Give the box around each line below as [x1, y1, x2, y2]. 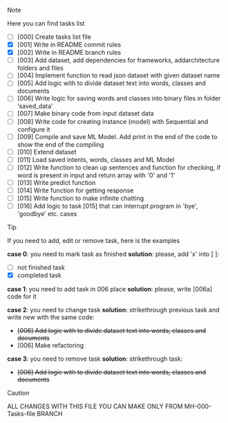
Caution [7, 389, 30, 397]
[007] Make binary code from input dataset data [17, 109, 154, 118]
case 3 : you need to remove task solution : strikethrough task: [7, 354, 183, 363]
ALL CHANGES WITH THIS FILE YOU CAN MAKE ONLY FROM [7, 402, 183, 411]
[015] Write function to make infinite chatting [17, 194, 144, 202]
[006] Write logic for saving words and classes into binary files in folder [17, 94, 221, 102]
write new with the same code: [7, 313, 95, 321]
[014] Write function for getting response [17, 186, 134, 195]
